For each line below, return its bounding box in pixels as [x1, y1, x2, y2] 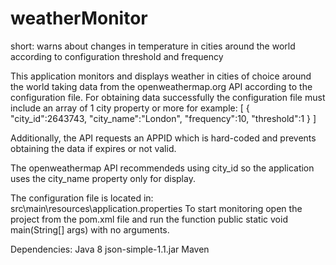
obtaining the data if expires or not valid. [10, 142, 177, 154]
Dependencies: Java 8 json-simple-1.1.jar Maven [10, 243, 210, 255]
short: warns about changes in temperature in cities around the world [10, 40, 296, 52]
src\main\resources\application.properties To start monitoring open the [10, 202, 303, 214]
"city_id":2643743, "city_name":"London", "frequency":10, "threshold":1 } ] [10, 112, 317, 124]
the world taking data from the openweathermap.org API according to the [10, 80, 313, 92]
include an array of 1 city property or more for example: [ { [10, 102, 250, 114]
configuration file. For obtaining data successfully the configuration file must [10, 91, 326, 103]
